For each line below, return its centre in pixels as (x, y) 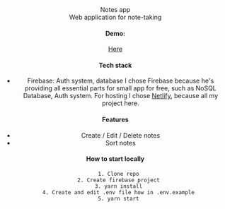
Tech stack (115, 65)
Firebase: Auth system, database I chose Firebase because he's (121, 81)
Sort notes (120, 143)
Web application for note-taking (115, 17)
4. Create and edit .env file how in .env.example (118, 192)
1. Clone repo (119, 174)
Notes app (115, 10)
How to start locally (115, 159)
